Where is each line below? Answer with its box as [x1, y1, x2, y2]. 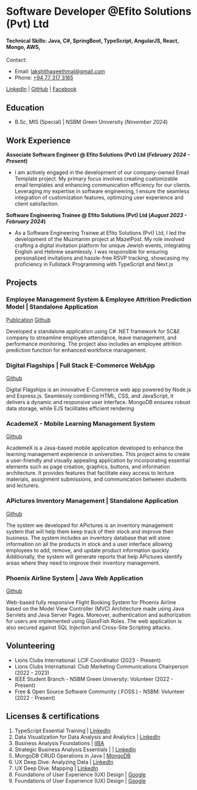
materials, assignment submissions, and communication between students [6, 476, 187, 483]
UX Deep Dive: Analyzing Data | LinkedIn [14, 758, 113, 765]
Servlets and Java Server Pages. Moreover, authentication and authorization [6, 611, 191, 618]
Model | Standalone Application [6, 303, 98, 311]
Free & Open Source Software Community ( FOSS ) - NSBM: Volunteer [14, 688, 185, 695]
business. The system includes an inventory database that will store [6, 534, 171, 541]
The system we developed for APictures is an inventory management [6, 522, 173, 529]
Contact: [6, 57, 28, 64]
